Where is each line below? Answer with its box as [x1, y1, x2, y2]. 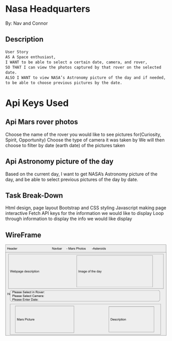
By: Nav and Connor [5, 20, 48, 26]
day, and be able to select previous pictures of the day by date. [5, 176, 138, 183]
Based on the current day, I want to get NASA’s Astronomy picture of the [5, 171, 158, 177]
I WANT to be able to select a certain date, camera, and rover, [5, 60, 147, 65]
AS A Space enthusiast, [5, 55, 56, 60]
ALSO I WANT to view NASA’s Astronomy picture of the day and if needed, [5, 75, 166, 80]
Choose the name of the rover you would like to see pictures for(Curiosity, [5, 131, 161, 137]
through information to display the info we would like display [5, 216, 132, 222]
